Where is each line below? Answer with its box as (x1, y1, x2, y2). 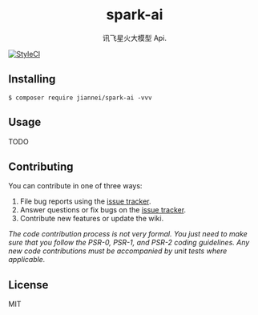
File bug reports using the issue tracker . (19, 196, 151, 206)
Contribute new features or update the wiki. (19, 214, 164, 224)
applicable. (8, 255, 46, 265)
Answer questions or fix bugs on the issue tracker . (19, 205, 187, 215)
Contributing (8, 160, 74, 173)
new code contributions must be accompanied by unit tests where (8, 246, 228, 256)
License (8, 278, 49, 292)
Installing (8, 72, 56, 86)
